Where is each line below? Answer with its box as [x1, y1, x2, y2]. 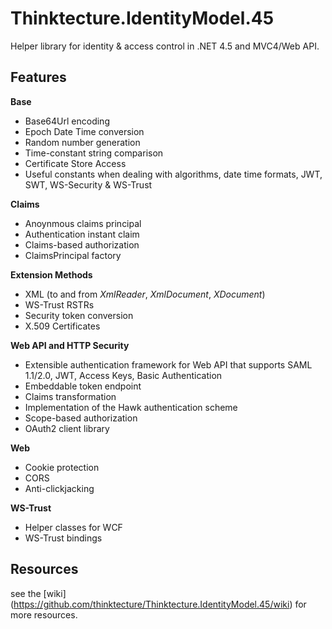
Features [10, 69, 67, 86]
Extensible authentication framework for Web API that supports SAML [24, 358, 313, 371]
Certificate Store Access [24, 157, 127, 169]
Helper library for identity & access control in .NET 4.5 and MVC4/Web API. [10, 40, 320, 52]
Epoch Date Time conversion [24, 125, 145, 137]
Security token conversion [24, 309, 134, 321]
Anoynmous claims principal [24, 217, 142, 229]
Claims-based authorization [24, 238, 140, 251]
